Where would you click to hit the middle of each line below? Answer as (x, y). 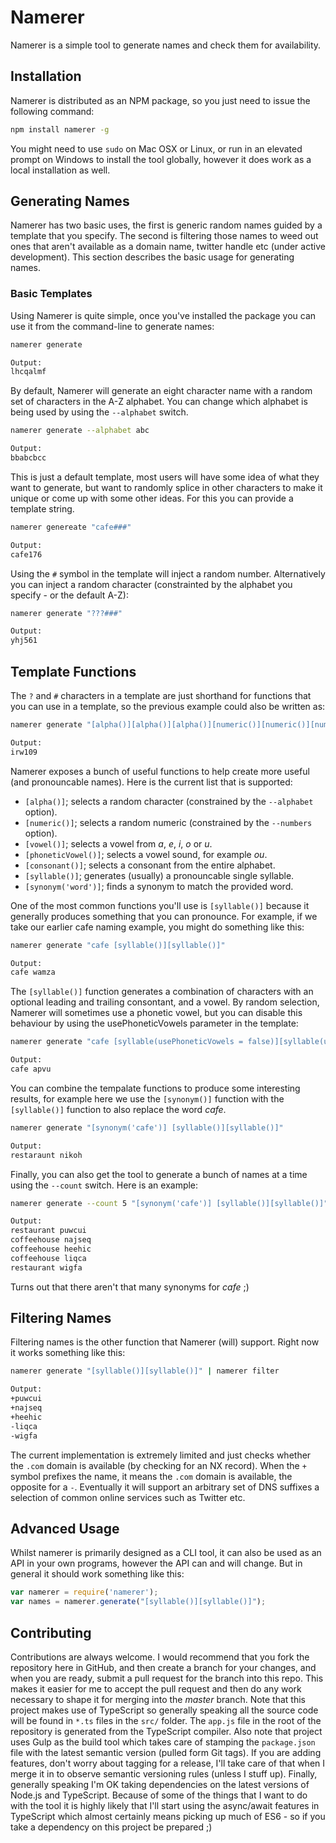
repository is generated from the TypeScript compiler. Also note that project (166, 1731)
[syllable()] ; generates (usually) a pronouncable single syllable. (159, 875)
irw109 (24, 752)
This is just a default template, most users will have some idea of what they (165, 477)
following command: (52, 111)
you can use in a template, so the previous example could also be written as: (168, 707)
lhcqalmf (28, 372)
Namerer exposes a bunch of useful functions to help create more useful (160, 771)
